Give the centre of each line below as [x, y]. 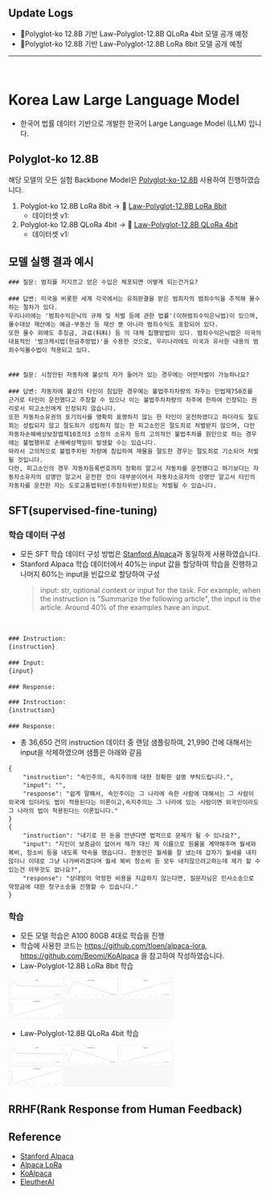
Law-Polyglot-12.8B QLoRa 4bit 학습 [79, 1034]
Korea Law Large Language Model [124, 100]
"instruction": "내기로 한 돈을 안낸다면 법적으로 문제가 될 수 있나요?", [132, 836]
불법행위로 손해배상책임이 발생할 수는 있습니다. [90, 443]
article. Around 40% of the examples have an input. [125, 607]
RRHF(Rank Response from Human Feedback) [125, 1110]
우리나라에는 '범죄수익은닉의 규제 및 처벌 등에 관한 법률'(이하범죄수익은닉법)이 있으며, [133, 316]
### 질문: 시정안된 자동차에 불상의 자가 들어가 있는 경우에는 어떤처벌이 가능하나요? [129, 375]
